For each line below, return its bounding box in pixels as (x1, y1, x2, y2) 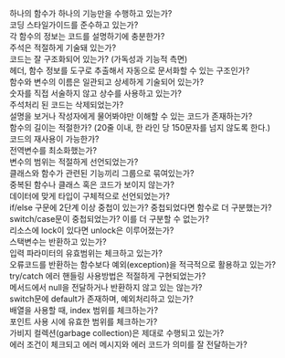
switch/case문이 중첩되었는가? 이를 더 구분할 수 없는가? (9, 214, 210, 224)
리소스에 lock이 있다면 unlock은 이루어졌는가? (9, 225, 174, 236)
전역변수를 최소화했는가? (9, 145, 98, 155)
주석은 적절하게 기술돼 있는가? (9, 42, 117, 53)
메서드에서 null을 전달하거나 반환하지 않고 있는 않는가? (9, 282, 203, 292)
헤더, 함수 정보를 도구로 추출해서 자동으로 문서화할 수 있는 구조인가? (9, 65, 250, 76)
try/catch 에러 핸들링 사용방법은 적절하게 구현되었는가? (9, 270, 206, 281)
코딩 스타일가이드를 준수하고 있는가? (9, 19, 139, 30)
